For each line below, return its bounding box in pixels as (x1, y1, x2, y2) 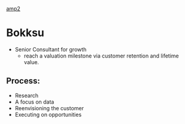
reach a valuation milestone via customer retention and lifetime (23, 52, 179, 59)
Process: (6, 76, 40, 86)
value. (23, 58, 40, 65)
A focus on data (14, 98, 54, 105)
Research (14, 92, 39, 99)
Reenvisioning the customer (14, 104, 84, 111)
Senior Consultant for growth (14, 46, 87, 53)
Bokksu (6, 26, 45, 40)
